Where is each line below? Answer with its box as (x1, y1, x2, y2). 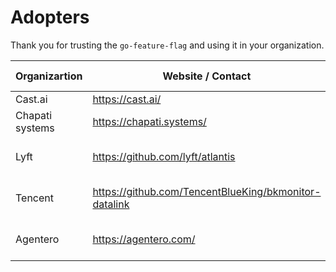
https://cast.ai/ (92, 92, 162, 106)
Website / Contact (162, 69, 252, 83)
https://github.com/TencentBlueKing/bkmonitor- (92, 184, 322, 198)
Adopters (10, 6, 90, 29)
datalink (92, 197, 130, 211)
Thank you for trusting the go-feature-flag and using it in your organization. (10, 39, 325, 51)
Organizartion (15, 69, 83, 83)
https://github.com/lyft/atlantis (92, 149, 236, 163)
